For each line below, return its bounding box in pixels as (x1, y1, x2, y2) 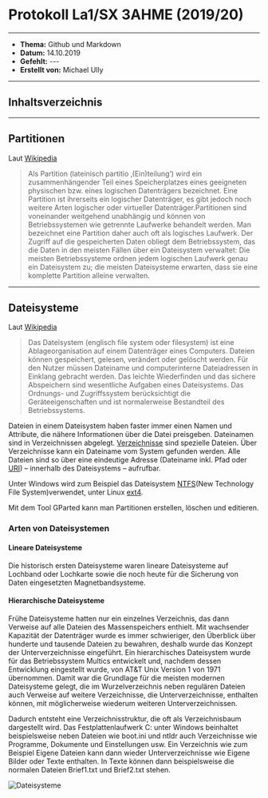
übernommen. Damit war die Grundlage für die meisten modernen (8, 673, 225, 682)
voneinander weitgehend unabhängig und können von (27, 211, 206, 220)
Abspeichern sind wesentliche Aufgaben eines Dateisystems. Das (27, 380, 244, 390)
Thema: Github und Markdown (19, 39, 122, 49)
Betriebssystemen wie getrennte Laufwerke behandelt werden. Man (27, 220, 251, 229)
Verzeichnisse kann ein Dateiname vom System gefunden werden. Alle (8, 447, 241, 456)
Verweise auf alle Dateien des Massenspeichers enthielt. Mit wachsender (8, 621, 250, 632)
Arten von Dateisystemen (8, 523, 110, 534)
